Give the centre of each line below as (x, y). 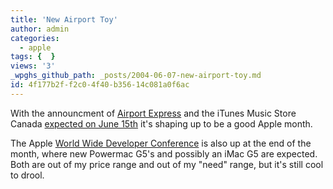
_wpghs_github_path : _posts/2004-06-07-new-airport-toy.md (136, 76)
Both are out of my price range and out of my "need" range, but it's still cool (167, 164)
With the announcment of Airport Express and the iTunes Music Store (153, 113)
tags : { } (33, 57)
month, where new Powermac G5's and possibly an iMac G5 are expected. (164, 153)
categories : (35, 38)
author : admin (40, 29)
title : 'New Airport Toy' (64, 19)
